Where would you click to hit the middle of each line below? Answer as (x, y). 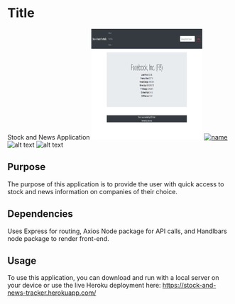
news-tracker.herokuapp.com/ (52, 293)
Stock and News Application (49, 137)
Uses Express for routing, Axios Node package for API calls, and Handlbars (117, 231)
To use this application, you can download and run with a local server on (113, 278)
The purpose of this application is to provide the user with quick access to (116, 184)
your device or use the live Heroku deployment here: (84, 286)
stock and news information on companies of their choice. (92, 191)
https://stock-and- (189, 286)
